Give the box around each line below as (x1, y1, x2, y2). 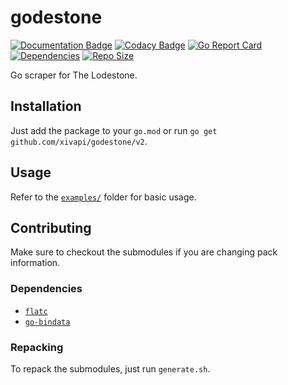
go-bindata (24, 317, 71, 327)
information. (10, 257, 61, 269)
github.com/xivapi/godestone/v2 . (10, 135, 148, 147)
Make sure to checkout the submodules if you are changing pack (10, 246, 278, 258)
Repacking (10, 340, 64, 354)
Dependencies (10, 282, 83, 296)
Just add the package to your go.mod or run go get (10, 124, 218, 136)
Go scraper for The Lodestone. (10, 69, 138, 81)
